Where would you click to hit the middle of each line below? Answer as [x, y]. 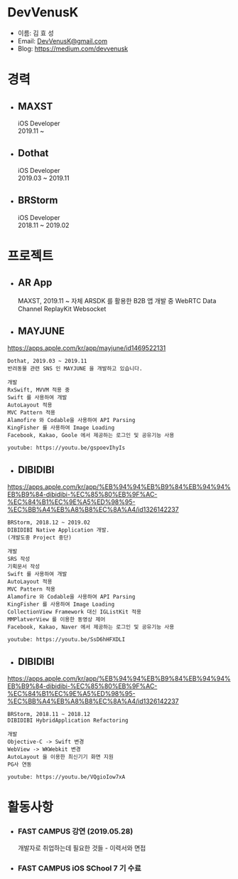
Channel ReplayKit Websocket [62, 309]
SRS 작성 [19, 559]
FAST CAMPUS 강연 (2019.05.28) [75, 831]
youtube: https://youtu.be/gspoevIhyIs [66, 448]
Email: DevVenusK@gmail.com [63, 41]
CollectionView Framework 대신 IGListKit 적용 [75, 612]
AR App [35, 283]
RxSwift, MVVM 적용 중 [39, 390]
